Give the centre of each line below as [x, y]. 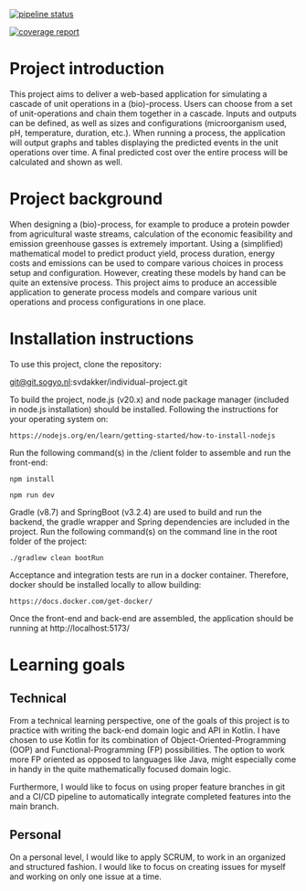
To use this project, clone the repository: [86, 364]
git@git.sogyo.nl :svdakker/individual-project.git [99, 382]
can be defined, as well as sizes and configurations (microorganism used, [148, 122]
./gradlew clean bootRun [57, 557]
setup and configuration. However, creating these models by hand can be [148, 272]
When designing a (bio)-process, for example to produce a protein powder [150, 224]
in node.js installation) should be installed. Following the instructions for [144, 409]
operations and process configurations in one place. [108, 302]
